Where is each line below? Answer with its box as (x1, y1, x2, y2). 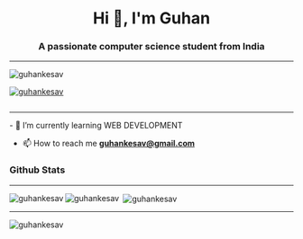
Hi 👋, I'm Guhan (93, 8, 210, 29)
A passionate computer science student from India (38, 40, 265, 53)
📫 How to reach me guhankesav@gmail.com (22, 138, 196, 149)
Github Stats (9, 164, 66, 176)
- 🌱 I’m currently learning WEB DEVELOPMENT (9, 120, 183, 131)
